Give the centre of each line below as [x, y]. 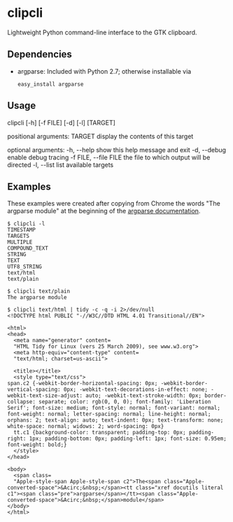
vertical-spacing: [34, 390]
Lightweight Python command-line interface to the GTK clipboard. [102, 32]
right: [17, 439]
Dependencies [40, 54]
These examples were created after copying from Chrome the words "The [114, 203]
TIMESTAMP [22, 230]
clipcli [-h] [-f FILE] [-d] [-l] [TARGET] [61, 122]
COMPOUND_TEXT [28, 248]
